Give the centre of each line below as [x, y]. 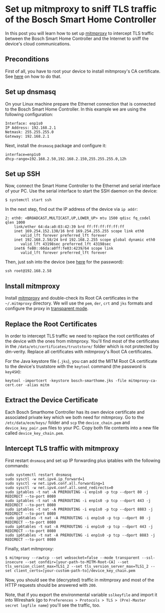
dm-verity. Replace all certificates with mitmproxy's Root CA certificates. [79, 352]
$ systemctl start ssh [28, 200]
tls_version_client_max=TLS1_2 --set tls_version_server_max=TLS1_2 [77, 566]
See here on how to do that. [33, 76]
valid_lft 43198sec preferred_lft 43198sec [66, 244]
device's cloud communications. [38, 43]
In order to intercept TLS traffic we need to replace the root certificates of [80, 336]
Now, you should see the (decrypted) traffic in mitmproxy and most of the [80, 580]
